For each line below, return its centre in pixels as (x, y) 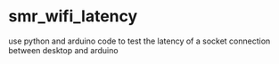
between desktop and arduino (63, 50)
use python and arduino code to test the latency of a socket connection (139, 41)
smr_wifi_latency (73, 16)
